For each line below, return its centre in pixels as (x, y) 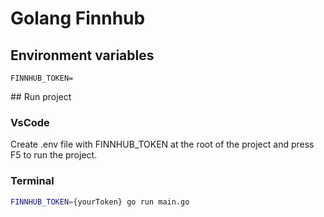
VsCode (30, 122)
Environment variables (82, 55)
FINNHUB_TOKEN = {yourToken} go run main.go (100, 202)
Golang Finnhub (78, 18)
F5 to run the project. (54, 155)
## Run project (41, 96)
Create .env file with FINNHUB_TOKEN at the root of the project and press (162, 144)
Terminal (32, 181)
